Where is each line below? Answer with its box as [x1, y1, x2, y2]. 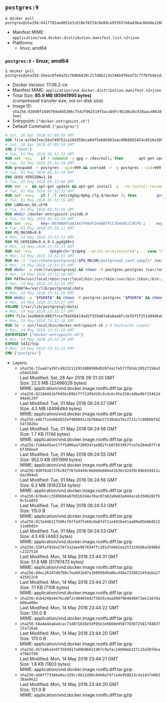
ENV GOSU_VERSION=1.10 [5, 175, 52, 179]
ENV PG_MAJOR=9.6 [5, 230, 41, 235]
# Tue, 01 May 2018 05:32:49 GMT [5, 179, 75, 184]
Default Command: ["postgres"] [12, 123, 80, 129]
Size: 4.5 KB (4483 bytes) [19, 533, 73, 539]
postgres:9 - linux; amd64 [5, 57, 69, 64]
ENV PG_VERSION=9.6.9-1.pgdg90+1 [5, 239, 75, 245]
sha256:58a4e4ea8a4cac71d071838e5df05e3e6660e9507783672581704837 [19, 622, 161, 627]
